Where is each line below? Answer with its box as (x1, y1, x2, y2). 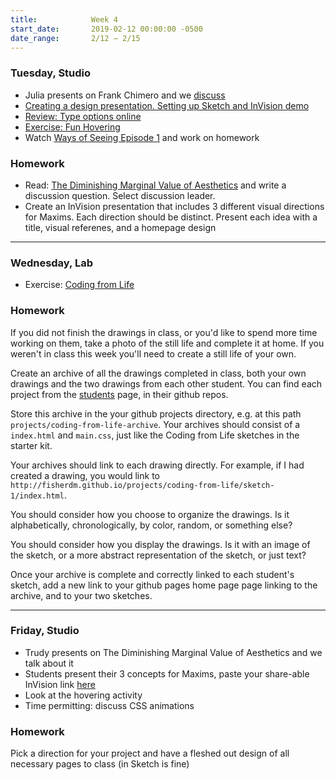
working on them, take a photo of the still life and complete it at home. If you (10, 337, 325, 349)
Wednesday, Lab (10, 256, 93, 270)
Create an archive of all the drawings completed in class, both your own (10, 367, 307, 379)
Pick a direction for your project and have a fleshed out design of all (10, 747, 290, 760)
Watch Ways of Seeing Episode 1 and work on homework (24, 131, 260, 143)
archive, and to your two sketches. (10, 589, 153, 601)
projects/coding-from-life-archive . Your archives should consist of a (10, 418, 301, 430)
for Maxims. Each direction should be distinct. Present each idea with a (24, 211, 318, 223)
